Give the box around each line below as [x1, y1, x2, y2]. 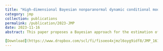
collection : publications [5, 16, 57, 21]
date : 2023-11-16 [5, 25, 40, 30]
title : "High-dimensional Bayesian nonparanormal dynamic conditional [5, 7, 151, 12]
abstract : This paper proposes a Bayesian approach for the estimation [5, 30, 153, 34]
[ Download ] [5, 38, 27, 44]
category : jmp [5, 12, 34, 17]
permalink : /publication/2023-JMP [5, 20, 75, 26]
